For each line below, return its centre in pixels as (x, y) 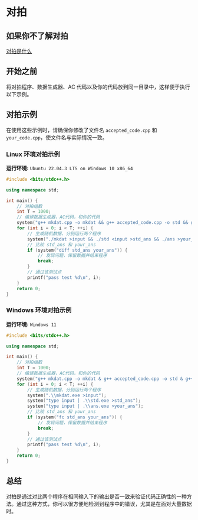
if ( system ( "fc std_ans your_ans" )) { (75, 417)
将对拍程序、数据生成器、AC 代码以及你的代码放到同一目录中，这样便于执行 (98, 87)
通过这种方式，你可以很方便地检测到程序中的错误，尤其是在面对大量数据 (104, 503)
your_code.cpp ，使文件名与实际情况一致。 (57, 137)
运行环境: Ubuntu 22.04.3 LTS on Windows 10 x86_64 (70, 168)
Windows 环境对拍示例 (39, 310)
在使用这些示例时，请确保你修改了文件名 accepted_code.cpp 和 (82, 130)
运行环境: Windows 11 (32, 324)
